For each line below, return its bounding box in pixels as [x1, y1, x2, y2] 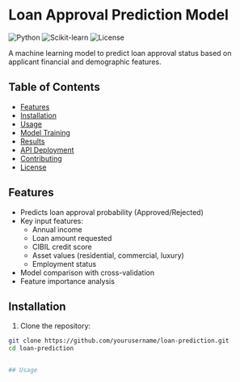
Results [19, 136, 45, 146]
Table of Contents [8, 80, 101, 94]
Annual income [32, 225, 82, 234]
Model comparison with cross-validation [19, 268, 155, 277]
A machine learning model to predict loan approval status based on [8, 48, 232, 58]
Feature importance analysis [19, 276, 116, 285]
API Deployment [19, 144, 74, 155]
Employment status [32, 259, 97, 268]
